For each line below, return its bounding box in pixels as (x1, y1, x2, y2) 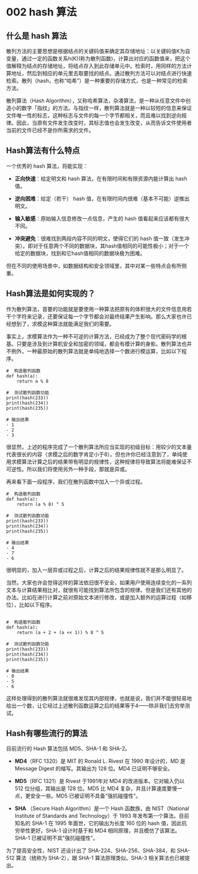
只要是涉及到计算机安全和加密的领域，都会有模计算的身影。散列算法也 (16, 340, 187, 347)
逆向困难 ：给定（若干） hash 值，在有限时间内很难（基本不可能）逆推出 (14, 195, 190, 202)
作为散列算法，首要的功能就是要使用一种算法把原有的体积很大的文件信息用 (6, 305, 187, 312)
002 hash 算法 (6, 5, 77, 19)
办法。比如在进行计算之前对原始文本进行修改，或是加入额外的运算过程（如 (6, 594, 187, 601)
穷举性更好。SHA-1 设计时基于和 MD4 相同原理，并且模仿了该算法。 (14, 827, 181, 834)
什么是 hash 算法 (6, 31, 68, 41)
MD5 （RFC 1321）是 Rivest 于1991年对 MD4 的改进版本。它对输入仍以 (14, 778, 185, 785)
